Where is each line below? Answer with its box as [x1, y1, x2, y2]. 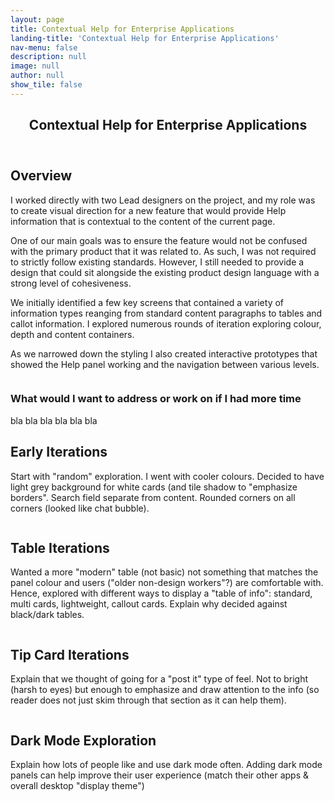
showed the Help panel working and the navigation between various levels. [10, 358, 320, 370]
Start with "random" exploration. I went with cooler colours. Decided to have [10, 470, 325, 482]
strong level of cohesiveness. [10, 277, 132, 289]
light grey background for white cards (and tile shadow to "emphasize [10, 481, 298, 493]
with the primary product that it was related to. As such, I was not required [10, 245, 317, 257]
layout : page [10, 14, 65, 25]
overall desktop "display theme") [10, 780, 145, 792]
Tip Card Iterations [10, 646, 130, 663]
